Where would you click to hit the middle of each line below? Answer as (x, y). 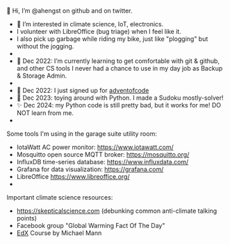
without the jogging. (45, 46)
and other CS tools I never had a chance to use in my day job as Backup (120, 68)
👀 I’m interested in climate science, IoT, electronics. (90, 24)
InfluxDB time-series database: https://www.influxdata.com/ (102, 162)
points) (27, 218)
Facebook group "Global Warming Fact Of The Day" (91, 226)
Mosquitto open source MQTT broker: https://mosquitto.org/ (103, 155)
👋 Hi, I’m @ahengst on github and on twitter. (69, 11)
